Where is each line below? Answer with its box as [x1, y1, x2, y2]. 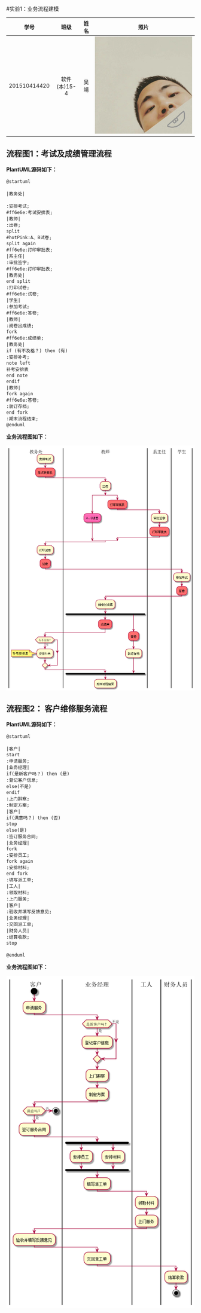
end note [6, 372, 28, 378]
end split [6, 278, 31, 284]
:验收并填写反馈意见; [6, 908, 52, 915]
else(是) [6, 827, 27, 833]
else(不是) [6, 783, 32, 789]
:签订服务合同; [6, 833, 39, 839]
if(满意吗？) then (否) [6, 815, 61, 821]
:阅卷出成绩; [6, 322, 34, 329]
